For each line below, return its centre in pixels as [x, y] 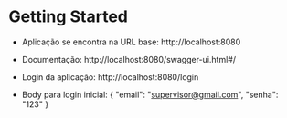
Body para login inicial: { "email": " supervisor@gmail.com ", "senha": [150, 94]
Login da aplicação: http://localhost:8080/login [110, 77]
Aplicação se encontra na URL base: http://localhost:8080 [131, 42]
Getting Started [69, 17]
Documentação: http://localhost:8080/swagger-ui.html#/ [129, 59]
